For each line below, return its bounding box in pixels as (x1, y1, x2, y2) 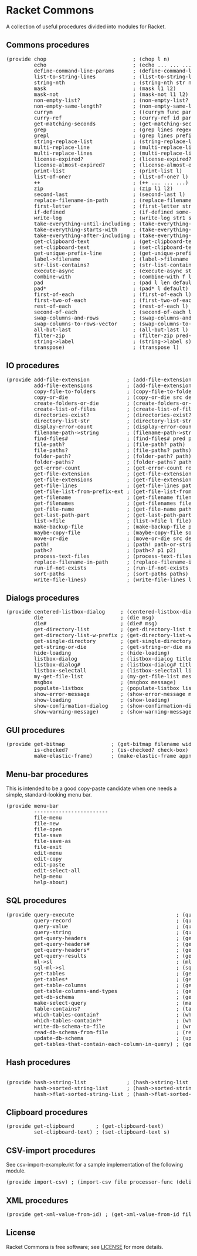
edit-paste (33, 861, 66, 868)
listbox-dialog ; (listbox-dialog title (33, 655, 192, 662)
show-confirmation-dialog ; (33, 702, 124, 709)
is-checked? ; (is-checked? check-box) (33, 747, 189, 754)
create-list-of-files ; (33, 405, 130, 412)
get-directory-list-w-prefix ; (33, 632, 124, 639)
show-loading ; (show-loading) (33, 697, 170, 704)
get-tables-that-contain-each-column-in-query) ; (33, 1041, 180, 1047)
